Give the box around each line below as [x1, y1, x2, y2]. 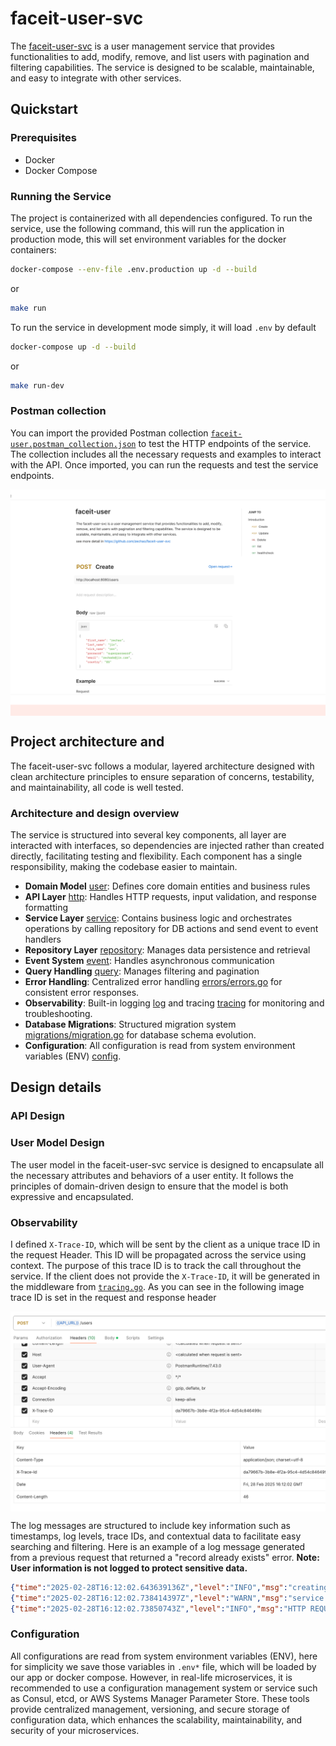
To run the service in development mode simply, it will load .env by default [10, 321, 317, 333]
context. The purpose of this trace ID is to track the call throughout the [10, 1259, 302, 1271]
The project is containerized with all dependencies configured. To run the [10, 212, 313, 224]
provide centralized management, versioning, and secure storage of [10, 1703, 290, 1715]
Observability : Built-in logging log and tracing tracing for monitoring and [24, 997, 325, 1009]
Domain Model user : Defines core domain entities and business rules [24, 880, 311, 892]
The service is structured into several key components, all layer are [10, 829, 287, 841]
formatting [24, 902, 68, 914]
